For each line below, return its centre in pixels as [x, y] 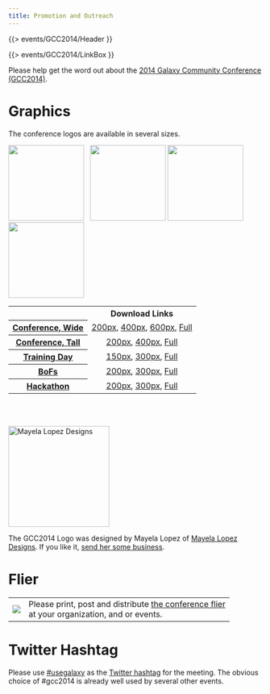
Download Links [141, 313]
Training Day [48, 357]
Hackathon [48, 387]
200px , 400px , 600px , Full [142, 328]
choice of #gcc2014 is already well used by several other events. [116, 681]
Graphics [39, 111]
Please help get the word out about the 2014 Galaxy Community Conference [135, 70]
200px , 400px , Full [142, 342]
